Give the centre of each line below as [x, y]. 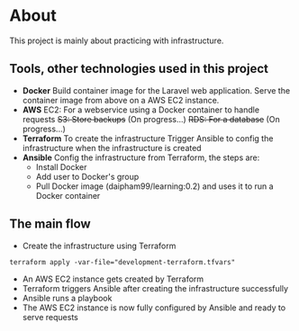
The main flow [50, 224]
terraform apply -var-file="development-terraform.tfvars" [122, 262]
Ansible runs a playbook [67, 298]
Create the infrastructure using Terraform [99, 246]
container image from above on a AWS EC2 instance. [121, 100]
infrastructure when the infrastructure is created [112, 148]
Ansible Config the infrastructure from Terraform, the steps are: [141, 157]
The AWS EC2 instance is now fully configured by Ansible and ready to [154, 308]
